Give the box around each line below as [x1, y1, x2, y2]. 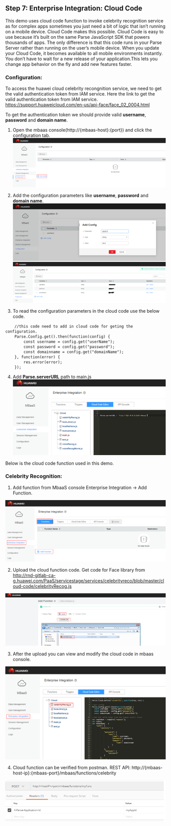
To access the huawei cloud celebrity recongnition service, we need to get [5, 85, 162, 91]
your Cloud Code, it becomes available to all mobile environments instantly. [5, 50, 163, 56]
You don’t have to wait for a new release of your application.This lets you [5, 56, 158, 62]
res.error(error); [23, 360, 63, 365]
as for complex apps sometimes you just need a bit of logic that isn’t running [5, 23, 165, 29]
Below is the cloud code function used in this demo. [5, 460, 114, 466]
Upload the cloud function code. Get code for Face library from [12, 567, 146, 573]
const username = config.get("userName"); [23, 339, 115, 344]
